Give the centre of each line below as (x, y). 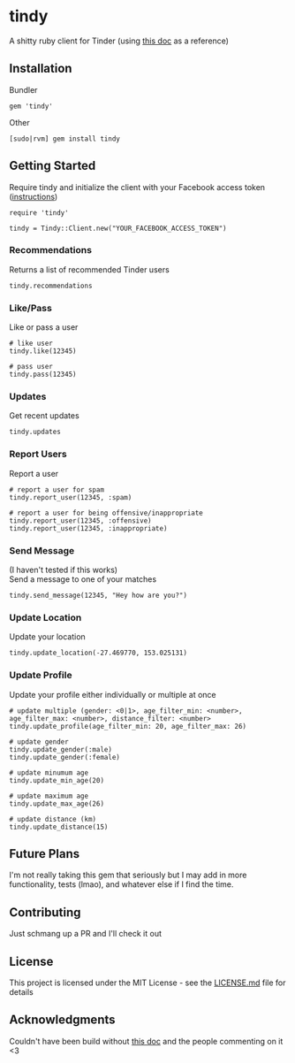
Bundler (23, 89)
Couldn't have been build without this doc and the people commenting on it (146, 1041)
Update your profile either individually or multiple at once (113, 694)
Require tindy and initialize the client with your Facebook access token (137, 187)
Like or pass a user (44, 327)
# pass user (31, 367)
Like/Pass (31, 308)
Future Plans (45, 854)
